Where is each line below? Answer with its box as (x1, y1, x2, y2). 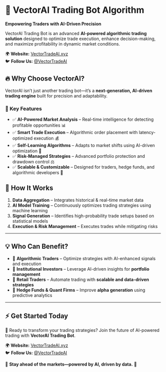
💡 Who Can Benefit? (5, 242, 68, 251)
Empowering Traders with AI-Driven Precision (5, 21, 101, 27)
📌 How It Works (5, 184, 53, 192)
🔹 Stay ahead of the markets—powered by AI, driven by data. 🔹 (5, 361, 137, 368)
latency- (138, 130, 156, 136)
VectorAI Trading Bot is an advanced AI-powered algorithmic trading (5, 30, 147, 36)
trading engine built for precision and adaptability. (5, 93, 108, 98)
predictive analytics (12, 292, 53, 298)
